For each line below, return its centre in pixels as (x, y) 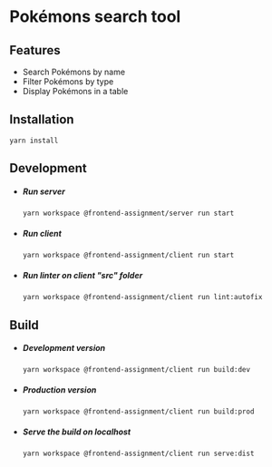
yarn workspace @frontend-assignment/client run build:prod (138, 412)
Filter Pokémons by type (68, 82)
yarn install (34, 141)
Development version (64, 348)
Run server (44, 191)
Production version (59, 390)
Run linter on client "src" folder (83, 275)
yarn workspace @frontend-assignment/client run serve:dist (138, 454)
